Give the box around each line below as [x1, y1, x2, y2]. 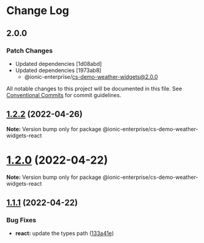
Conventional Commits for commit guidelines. [6, 91, 121, 98]
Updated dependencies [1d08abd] [15, 60, 102, 67]
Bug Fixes [6, 216, 37, 224]
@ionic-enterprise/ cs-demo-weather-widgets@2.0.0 [24, 73, 158, 80]
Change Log [6, 4, 69, 18]
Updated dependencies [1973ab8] [15, 67, 102, 74]
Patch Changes [6, 46, 53, 55]
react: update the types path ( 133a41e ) [15, 230, 115, 237]
